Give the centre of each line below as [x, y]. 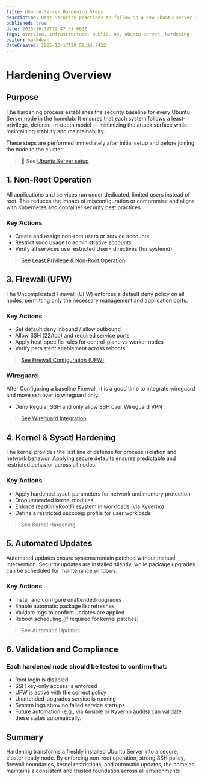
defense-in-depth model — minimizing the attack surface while [109, 125]
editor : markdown [28, 40]
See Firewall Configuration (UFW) [63, 360]
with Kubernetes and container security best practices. [74, 207]
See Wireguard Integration [54, 418]
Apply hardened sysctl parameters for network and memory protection [103, 494]
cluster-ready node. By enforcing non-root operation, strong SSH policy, [96, 758]
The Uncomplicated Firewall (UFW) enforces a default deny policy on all [95, 294]
